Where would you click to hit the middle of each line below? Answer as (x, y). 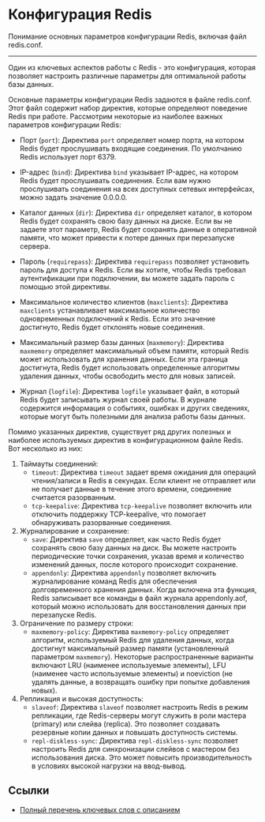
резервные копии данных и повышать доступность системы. (134, 732)
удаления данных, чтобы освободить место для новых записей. (127, 376)
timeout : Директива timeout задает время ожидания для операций (144, 472)
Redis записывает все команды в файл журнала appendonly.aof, (139, 598)
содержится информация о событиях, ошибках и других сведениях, (134, 407)
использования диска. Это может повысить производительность (142, 757)
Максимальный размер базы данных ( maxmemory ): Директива (122, 342)
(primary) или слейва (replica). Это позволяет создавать (126, 723)
